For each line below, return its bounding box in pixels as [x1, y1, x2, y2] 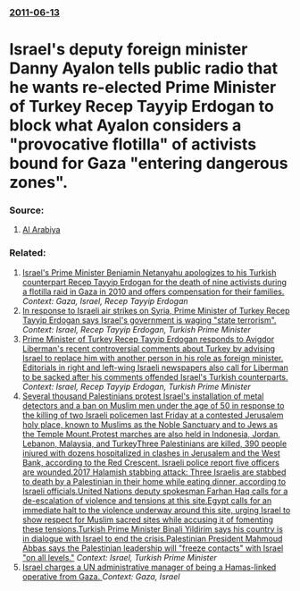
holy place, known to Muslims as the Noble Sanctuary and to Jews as [21, 418, 279, 430]
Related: [9, 247, 46, 259]
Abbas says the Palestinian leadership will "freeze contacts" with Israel [21, 543, 284, 553]
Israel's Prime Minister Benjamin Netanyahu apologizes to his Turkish [21, 266, 277, 278]
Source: [9, 204, 45, 216]
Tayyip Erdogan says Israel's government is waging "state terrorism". [21, 315, 277, 325]
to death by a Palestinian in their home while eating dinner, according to [21, 476, 287, 486]
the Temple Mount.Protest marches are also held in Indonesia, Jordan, [21, 428, 281, 439]
